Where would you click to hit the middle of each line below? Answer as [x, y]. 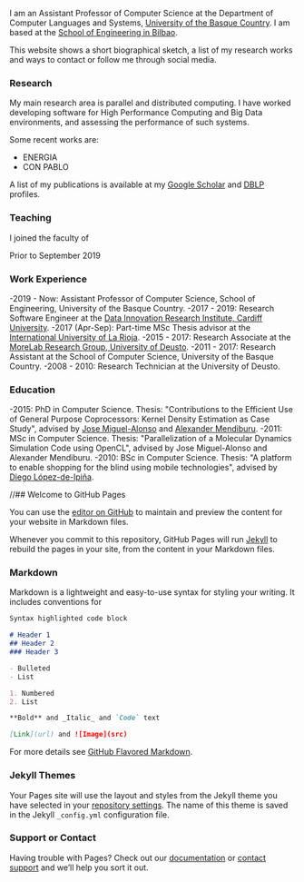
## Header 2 [32, 644]
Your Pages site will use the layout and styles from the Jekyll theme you [144, 795]
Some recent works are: [54, 140]
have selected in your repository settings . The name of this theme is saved [149, 805]
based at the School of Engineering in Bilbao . [94, 32]
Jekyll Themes [43, 776]
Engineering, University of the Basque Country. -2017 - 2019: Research [142, 308]
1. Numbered [32, 693]
